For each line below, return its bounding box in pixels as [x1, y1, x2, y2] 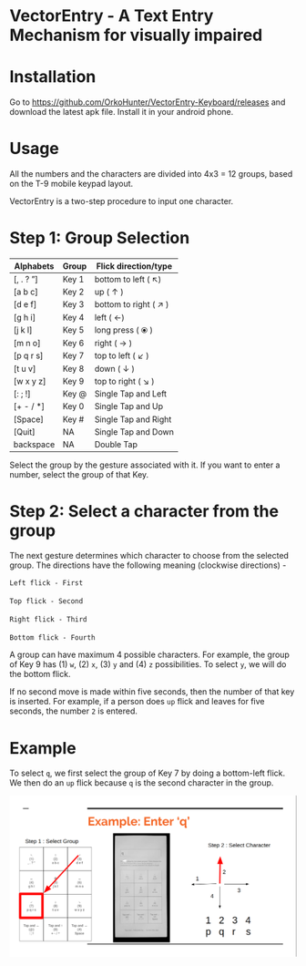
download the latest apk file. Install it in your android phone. [9, 107, 234, 118]
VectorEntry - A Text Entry [9, 5, 214, 26]
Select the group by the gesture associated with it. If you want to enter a [9, 459, 280, 470]
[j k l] [13, 324, 33, 335]
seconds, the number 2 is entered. [9, 705, 138, 716]
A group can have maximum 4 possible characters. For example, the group [9, 649, 290, 661]
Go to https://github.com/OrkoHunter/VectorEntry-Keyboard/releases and [9, 97, 286, 108]
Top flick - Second [9, 597, 84, 606]
